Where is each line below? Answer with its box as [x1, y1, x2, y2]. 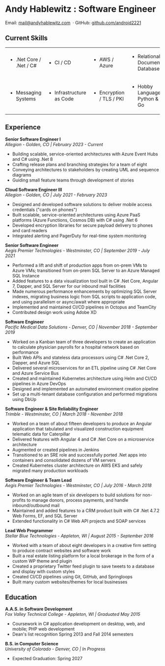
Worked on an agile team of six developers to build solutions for [12, 492, 141, 498]
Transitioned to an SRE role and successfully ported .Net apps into [12, 452, 147, 458]
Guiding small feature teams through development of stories [12, 177, 134, 183]
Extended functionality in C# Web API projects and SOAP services [12, 518, 146, 524]
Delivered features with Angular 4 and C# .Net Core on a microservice [12, 436, 155, 442]
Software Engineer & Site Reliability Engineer [5, 406, 99, 412]
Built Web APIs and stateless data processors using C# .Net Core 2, [12, 354, 149, 360]
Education [5, 593, 37, 601]
